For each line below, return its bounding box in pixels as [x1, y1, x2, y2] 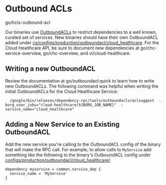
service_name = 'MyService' [9, 171, 68, 176]
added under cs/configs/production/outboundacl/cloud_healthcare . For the [5, 39, 159, 45]
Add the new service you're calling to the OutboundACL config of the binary [5, 141, 161, 147]
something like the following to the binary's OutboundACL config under [5, 152, 151, 158]
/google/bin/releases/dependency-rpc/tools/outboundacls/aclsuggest [9, 98, 155, 103]
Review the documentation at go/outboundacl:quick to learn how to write [5, 78, 155, 84]
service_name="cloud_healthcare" [5, 106, 75, 112]
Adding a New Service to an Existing [5, 120, 120, 129]
